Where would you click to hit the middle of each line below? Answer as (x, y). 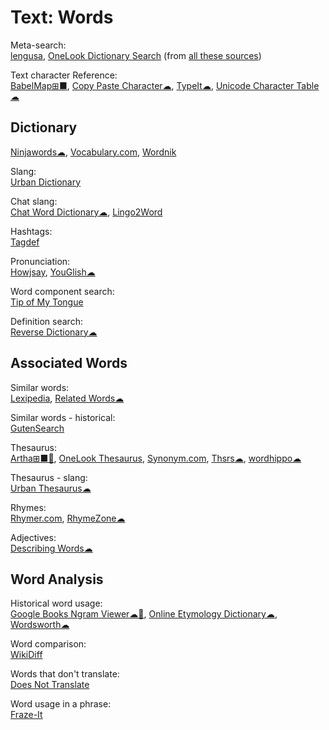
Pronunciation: (40, 261)
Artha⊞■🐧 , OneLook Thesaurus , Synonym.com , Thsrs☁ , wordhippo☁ (156, 458)
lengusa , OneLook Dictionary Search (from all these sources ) (136, 55)
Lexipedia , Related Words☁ (67, 398)
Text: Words (62, 17)
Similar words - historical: (63, 417)
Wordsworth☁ (40, 625)
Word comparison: (48, 644)
